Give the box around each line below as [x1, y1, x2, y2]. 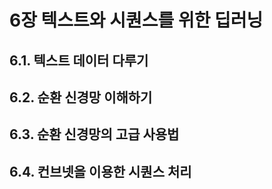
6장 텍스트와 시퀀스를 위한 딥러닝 [9, 9, 264, 32]
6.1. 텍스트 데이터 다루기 [9, 52, 149, 69]
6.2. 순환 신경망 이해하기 [9, 89, 153, 106]
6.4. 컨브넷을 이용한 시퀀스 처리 [9, 163, 192, 180]
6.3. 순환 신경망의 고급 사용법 [9, 126, 180, 143]
